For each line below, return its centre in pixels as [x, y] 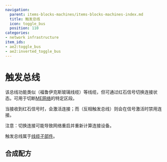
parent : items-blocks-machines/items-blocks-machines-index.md [76, 14]
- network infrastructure [32, 38]
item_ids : [15, 42]
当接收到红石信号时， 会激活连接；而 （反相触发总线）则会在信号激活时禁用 [81, 109]
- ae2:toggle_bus [23, 47]
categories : [17, 33]
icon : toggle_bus [28, 24]
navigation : [17, 10]
